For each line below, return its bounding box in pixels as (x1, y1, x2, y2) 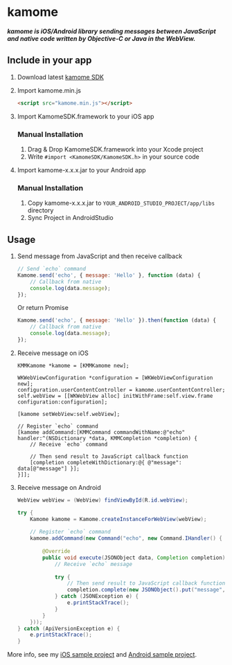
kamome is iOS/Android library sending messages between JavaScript (7, 27, 216, 35)
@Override (42, 548, 71, 555)
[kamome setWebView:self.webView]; (17, 410, 121, 417)
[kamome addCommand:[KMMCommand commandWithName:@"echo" (17, 428, 186, 436)
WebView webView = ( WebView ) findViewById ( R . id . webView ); (17, 496, 188, 504)
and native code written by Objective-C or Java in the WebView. (7, 34, 196, 42)
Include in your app (7, 55, 92, 66)
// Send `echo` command (17, 266, 87, 273)
